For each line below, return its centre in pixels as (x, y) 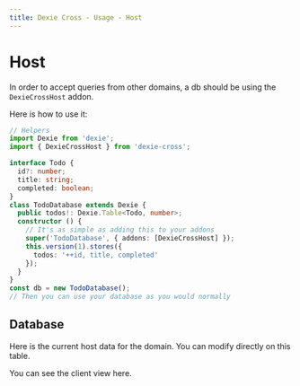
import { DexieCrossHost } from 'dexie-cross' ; (100, 147)
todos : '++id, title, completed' (96, 255)
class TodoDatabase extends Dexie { (78, 205)
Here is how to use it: (49, 114)
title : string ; (46, 180)
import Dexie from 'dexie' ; (62, 139)
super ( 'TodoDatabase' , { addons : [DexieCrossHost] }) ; (130, 239)
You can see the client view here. (71, 373)
